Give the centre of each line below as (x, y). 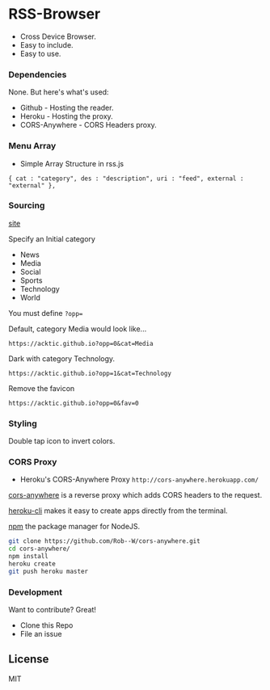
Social (30, 271)
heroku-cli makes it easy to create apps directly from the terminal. (118, 511)
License (29, 659)
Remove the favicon (42, 388)
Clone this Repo (46, 625)
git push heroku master (49, 571)
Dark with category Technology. (62, 358)
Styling (23, 423)
